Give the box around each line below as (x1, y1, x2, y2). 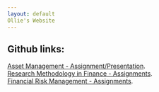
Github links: (7, 43, 65, 55)
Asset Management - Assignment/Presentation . (7, 62, 146, 71)
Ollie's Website (7, 17, 55, 24)
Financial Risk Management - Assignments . (7, 77, 134, 86)
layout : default (7, 10, 55, 18)
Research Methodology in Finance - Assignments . (7, 69, 153, 78)
